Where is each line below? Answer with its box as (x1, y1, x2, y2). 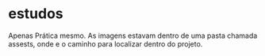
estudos (8, 5, 63, 23)
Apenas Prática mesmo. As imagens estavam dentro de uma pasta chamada (8, 31, 258, 40)
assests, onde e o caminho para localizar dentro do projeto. (8, 39, 203, 48)
